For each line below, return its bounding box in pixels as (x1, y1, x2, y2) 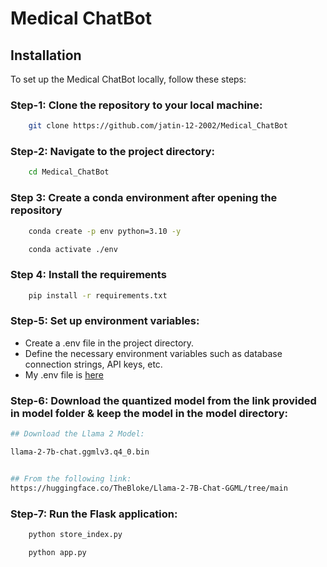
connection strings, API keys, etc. (24, 358, 163, 370)
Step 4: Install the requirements (10, 268, 167, 282)
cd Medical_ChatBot (28, 167, 110, 177)
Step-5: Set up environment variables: (10, 314, 200, 328)
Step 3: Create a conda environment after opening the (10, 191, 278, 205)
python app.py (28, 547, 87, 557)
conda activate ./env (28, 244, 118, 254)
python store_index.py (28, 529, 123, 539)
